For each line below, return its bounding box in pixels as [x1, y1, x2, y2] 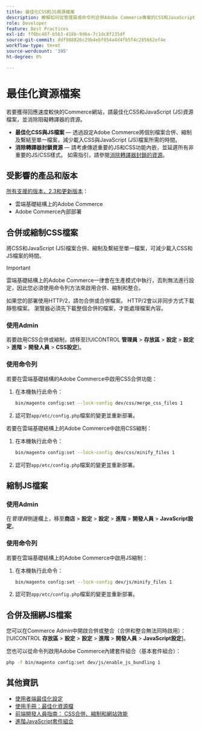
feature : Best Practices [6, 25, 69, 32]
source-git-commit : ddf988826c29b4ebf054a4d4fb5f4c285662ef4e [6, 37, 166, 43]
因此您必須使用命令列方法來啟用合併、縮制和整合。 [16, 285, 144, 292]
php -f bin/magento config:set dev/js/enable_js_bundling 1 [6, 660, 161, 666]
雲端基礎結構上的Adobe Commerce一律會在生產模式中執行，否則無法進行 [6, 277, 189, 284]
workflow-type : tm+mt [6, 43, 61, 49]
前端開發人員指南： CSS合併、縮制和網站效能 [14, 710, 128, 717]
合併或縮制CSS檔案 [6, 227, 78, 237]
